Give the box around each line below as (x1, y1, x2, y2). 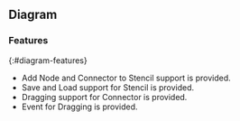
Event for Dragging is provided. (21, 101, 138, 112)
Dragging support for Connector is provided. (21, 91, 188, 102)
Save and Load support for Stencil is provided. (21, 81, 195, 93)
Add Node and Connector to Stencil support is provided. (21, 72, 231, 83)
